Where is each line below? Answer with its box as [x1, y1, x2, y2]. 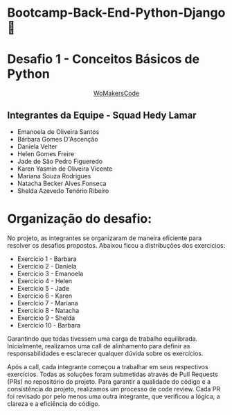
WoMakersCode [93, 89, 140, 98]
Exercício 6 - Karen [17, 291, 73, 300]
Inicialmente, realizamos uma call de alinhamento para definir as [7, 341, 190, 350]
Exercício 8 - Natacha [17, 306, 80, 314]
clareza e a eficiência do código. [7, 399, 100, 407]
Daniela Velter [17, 142, 57, 151]
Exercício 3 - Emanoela [17, 269, 84, 278]
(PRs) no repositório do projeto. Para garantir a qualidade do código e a [7, 377, 211, 386]
